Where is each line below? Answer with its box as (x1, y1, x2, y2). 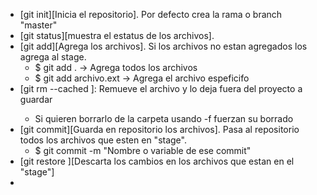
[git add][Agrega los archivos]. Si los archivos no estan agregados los (19, 40, 308, 52)
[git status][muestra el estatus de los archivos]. (19, 30, 215, 41)
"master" (19, 19, 58, 31)
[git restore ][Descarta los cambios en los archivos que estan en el (19, 155, 295, 167)
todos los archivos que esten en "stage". (19, 134, 187, 146)
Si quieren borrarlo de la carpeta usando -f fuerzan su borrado (34, 113, 294, 124)
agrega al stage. (19, 51, 87, 63)
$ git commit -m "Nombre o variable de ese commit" (34, 145, 252, 156)
